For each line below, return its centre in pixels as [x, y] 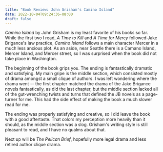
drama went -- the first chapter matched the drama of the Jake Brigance [78, 84]
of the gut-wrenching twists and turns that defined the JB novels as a [75, 94]
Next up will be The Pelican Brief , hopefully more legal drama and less [76, 139]
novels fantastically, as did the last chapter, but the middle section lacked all [81, 89]
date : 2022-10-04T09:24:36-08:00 [39, 14]
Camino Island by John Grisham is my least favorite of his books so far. [77, 33]
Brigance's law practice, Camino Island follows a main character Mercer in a [82, 43]
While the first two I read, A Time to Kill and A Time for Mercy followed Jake [81, 38]
